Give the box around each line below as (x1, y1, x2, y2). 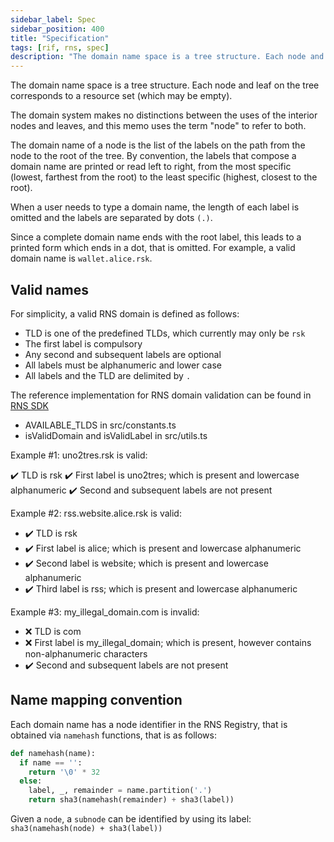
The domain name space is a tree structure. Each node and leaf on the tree (10, 79, 320, 91)
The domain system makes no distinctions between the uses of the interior (10, 109, 318, 121)
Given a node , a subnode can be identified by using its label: (10, 813, 252, 825)
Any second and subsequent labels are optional (24, 348, 222, 360)
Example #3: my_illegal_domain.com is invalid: (10, 606, 200, 618)
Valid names (10, 281, 89, 298)
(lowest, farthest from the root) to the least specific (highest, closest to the (10, 171, 318, 183)
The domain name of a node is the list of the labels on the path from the (10, 139, 306, 151)
